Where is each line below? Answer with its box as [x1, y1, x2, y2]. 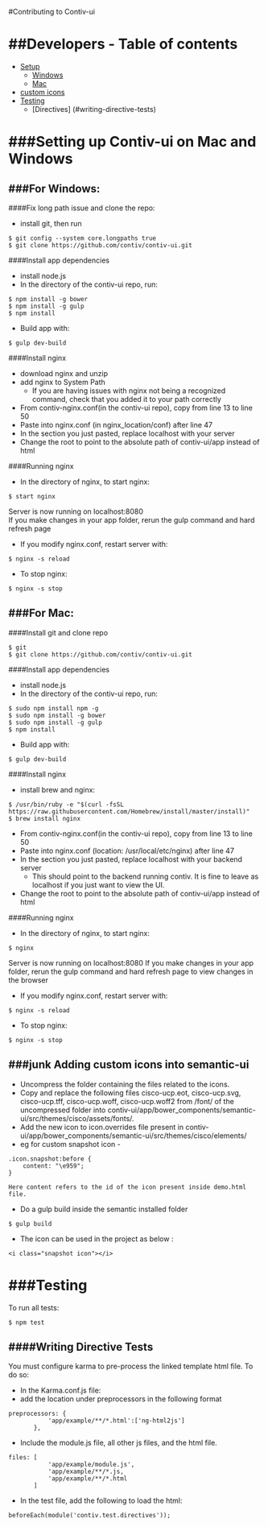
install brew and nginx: [19, 784, 95, 794]
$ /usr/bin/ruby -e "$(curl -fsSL [8, 801, 125, 809]
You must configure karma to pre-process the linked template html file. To [8, 1361, 254, 1372]
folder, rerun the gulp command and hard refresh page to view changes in [8, 966, 254, 976]
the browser [8, 975, 48, 985]
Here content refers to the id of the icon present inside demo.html [8, 1183, 247, 1191]
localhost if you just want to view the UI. [31, 879, 165, 889]
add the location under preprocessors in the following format [19, 1394, 222, 1404]
